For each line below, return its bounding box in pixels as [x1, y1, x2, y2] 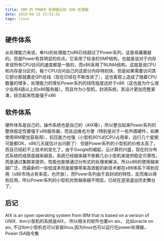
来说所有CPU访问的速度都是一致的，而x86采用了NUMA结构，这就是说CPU [5, 62, 156, 68]
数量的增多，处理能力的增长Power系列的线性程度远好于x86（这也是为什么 [5, 80, 155, 86]
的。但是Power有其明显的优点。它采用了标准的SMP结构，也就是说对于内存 [5, 56, 157, 62]
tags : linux [5, 16, 29, 21]
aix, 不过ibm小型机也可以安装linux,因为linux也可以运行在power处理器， [5, 224, 149, 230]
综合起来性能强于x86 [13, 93, 56, 98]
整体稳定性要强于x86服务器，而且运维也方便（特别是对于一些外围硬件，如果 [5, 128, 159, 134]
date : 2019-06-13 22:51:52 [5, 12, 60, 17]
